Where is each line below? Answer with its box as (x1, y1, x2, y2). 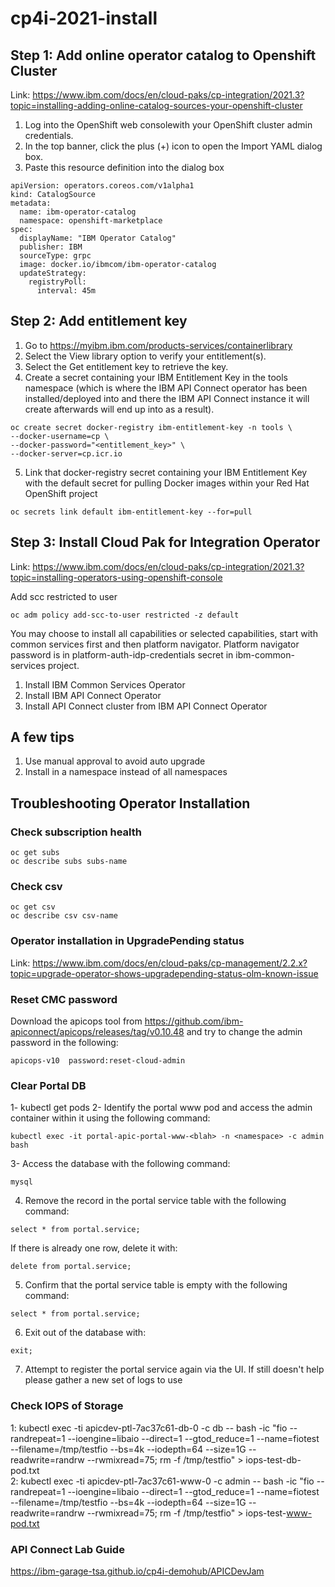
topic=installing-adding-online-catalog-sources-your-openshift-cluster (10, 100, 303, 111)
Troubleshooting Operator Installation (10, 795, 251, 812)
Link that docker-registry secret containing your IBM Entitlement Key (24, 466, 308, 478)
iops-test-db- (245, 1453, 302, 1466)
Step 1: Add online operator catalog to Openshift (10, 47, 317, 64)
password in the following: (10, 1037, 119, 1049)
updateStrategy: (19, 268, 87, 278)
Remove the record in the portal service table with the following (24, 1195, 287, 1207)
